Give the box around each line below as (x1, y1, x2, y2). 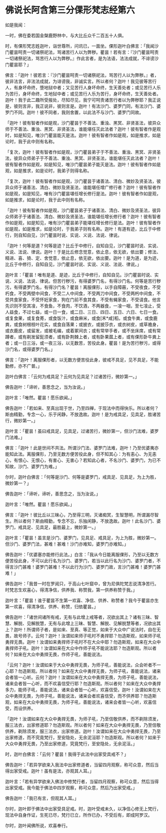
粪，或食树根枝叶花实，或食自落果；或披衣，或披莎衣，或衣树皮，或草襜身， (5, 321, 161, 327)
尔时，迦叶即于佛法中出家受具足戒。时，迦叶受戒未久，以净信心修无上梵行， (5, 806, 161, 812)
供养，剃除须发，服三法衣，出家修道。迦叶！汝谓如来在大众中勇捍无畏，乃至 (5, 728, 161, 734)
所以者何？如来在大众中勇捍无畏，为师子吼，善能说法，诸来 (39, 668, 161, 674)
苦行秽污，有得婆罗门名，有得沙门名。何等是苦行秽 (56, 278, 161, 284)
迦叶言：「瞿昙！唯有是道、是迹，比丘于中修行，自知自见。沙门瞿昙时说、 (5, 271, 155, 278)
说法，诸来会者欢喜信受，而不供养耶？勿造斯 (65, 693, 157, 699)
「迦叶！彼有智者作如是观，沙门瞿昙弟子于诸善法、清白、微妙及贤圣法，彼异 (5, 207, 161, 213)
